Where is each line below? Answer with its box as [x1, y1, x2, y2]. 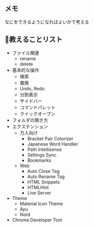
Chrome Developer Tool [12, 217, 62, 223]
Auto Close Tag [27, 168, 60, 174]
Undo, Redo [19, 85, 45, 91]
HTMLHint [27, 184, 49, 190]
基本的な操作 [12, 67, 39, 73]
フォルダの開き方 [12, 117, 48, 123]
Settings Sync [27, 151, 57, 158]
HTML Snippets [27, 179, 60, 185]
